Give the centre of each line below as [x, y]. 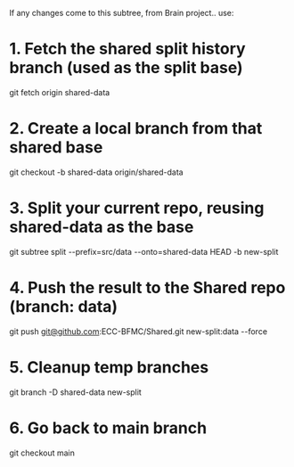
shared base [56, 147]
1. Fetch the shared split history [128, 49]
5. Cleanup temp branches [109, 367]
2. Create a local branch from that [136, 129]
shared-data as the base [102, 227]
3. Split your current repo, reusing [137, 208]
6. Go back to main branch [108, 428]
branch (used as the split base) [126, 68]
